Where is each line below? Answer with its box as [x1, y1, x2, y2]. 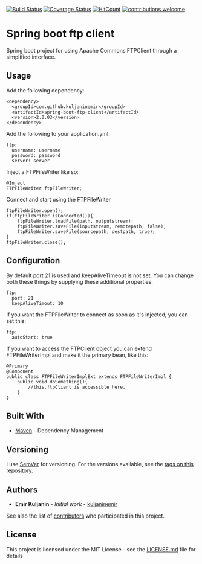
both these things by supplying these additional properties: [6, 278, 153, 285]
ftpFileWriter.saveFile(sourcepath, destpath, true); [17, 228, 155, 235]
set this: [6, 317, 26, 324]
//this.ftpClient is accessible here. [28, 384, 126, 390]
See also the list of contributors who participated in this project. [6, 512, 165, 519]
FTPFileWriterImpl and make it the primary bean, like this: [6, 351, 149, 359]
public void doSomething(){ [17, 379, 88, 385]
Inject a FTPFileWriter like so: [6, 168, 79, 175]
